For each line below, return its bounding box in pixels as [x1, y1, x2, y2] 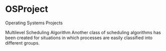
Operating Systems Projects [5, 20, 63, 26]
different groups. [5, 40, 40, 46]
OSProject [5, 3, 48, 15]
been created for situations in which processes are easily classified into [5, 35, 152, 41]
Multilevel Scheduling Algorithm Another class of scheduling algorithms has [5, 29, 161, 35]
